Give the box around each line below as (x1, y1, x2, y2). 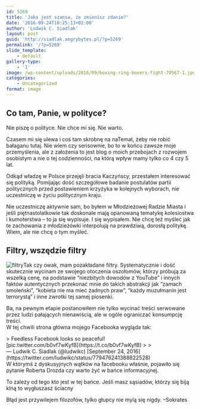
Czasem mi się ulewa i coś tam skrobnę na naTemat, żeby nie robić (6, 135, 171, 143)
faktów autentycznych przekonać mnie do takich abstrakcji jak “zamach (6, 280, 183, 288)
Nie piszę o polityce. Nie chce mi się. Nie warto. (6, 124, 124, 131)
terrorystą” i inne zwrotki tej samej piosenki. (6, 293, 114, 300)
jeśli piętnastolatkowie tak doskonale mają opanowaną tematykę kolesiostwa (6, 209, 194, 216)
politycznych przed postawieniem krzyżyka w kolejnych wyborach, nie (6, 185, 180, 192)
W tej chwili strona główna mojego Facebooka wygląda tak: (6, 323, 152, 330)
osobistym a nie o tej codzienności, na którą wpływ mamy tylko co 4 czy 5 (6, 154, 189, 161)
